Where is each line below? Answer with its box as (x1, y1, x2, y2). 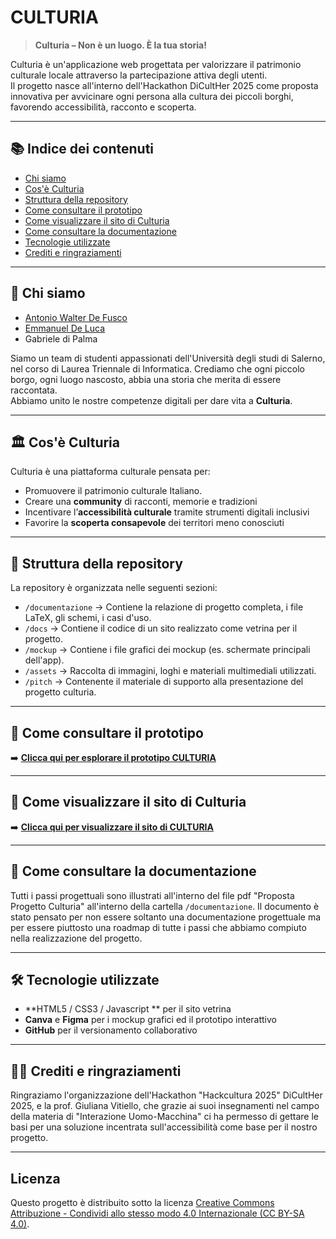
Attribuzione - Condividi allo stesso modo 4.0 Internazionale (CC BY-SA (10, 1207, 305, 1220)
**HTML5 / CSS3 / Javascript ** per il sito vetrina (24, 1003, 232, 1015)
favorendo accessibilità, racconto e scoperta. (10, 101, 197, 113)
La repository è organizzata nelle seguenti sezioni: (10, 582, 218, 594)
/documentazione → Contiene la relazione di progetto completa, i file (24, 601, 304, 613)
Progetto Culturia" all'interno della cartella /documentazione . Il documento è (10, 900, 320, 912)
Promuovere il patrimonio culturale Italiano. (24, 485, 203, 497)
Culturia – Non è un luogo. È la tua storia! (34, 39, 207, 51)
